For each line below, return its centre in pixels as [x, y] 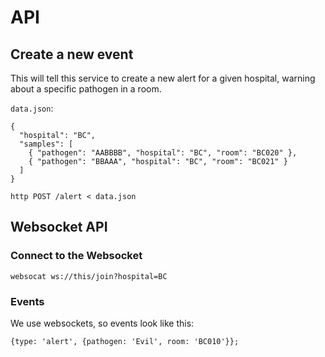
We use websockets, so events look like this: [102, 323]
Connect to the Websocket [76, 256]
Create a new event [72, 54]
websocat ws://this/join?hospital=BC [89, 276]
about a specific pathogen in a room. [86, 89]
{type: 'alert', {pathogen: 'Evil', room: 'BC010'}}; [125, 341]
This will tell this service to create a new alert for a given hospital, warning [163, 78]
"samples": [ [46, 144]
